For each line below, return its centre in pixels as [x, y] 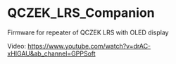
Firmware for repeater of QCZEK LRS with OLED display [88, 32]
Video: [17, 46]
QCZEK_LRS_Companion [81, 13]
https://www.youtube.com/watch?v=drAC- [89, 46]
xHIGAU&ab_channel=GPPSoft [52, 53]
